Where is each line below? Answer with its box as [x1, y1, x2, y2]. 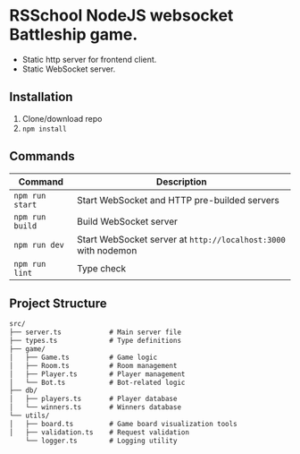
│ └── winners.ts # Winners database [9, 403, 181, 412]
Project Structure [9, 296, 107, 311]
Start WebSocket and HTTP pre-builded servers [77, 193, 279, 206]
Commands [9, 149, 76, 164]
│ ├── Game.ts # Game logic [9, 353, 158, 362]
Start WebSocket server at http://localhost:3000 [77, 233, 286, 245]
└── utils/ [9, 411, 50, 420]
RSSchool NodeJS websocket [9, 5, 234, 26]
